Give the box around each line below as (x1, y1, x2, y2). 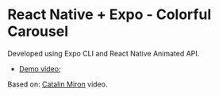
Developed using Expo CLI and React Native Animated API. (7, 48, 200, 58)
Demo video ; (18, 63, 61, 73)
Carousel (7, 22, 69, 40)
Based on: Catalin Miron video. (7, 79, 108, 89)
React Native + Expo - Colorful (7, 6, 212, 24)
